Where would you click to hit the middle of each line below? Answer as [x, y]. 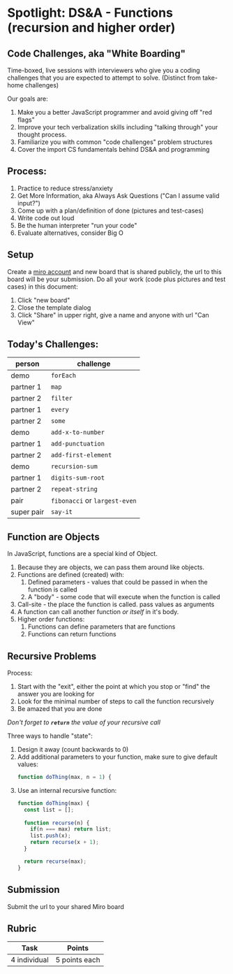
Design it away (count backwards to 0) [73, 750]
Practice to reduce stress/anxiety [65, 188]
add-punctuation [78, 444]
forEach [64, 376]
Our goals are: [28, 99]
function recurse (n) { [57, 823]
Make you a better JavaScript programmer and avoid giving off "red [115, 112]
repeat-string [74, 489]
